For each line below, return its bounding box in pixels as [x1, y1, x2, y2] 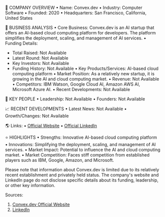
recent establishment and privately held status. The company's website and [5, 172, 159, 178]
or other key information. [5, 183, 56, 188]
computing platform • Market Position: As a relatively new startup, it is [12, 71, 155, 76]
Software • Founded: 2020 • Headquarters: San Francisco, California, [5, 10, 147, 16]
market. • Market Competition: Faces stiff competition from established [5, 152, 150, 157]
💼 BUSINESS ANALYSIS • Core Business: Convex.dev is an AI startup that [5, 25, 155, 31]
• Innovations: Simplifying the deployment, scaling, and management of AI [5, 142, 156, 147]
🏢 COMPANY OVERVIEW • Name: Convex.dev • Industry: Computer [5, 5, 143, 10]
